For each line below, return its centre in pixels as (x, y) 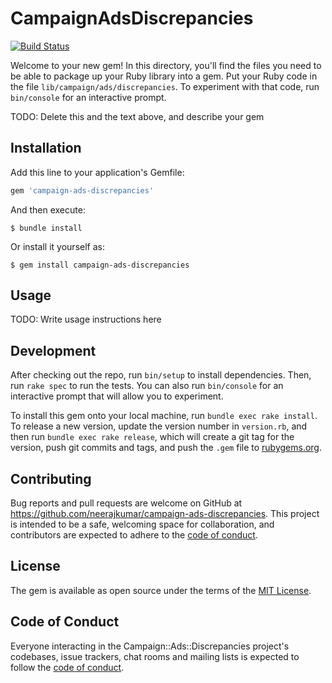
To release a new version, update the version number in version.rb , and (159, 426)
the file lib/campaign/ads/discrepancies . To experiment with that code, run (165, 86)
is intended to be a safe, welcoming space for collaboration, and (142, 524)
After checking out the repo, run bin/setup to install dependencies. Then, (161, 375)
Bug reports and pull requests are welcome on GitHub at (126, 503)
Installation (46, 148)
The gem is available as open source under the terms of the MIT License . (161, 590)
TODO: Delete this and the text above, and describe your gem (137, 116)
